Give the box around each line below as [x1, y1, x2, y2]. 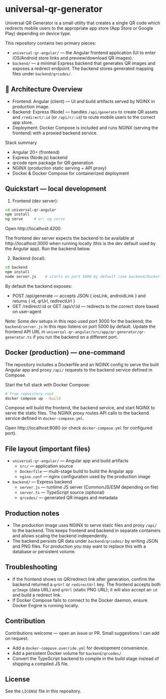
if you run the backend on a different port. [33, 334, 119, 340]
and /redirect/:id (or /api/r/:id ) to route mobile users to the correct [12, 114, 156, 120]
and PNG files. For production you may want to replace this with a [12, 543, 146, 549]
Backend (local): [12, 255, 46, 261]
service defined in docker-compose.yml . [5, 415, 84, 421]
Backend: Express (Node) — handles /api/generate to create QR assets [12, 109, 159, 115]
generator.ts [5, 335, 32, 340]
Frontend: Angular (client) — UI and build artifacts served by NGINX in [12, 98, 155, 104]
